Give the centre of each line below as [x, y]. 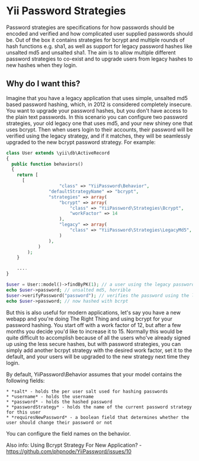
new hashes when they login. [42, 65]
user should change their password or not [59, 422]
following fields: [25, 380]
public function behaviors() [47, 164]
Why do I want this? [43, 84]
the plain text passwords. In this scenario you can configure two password [97, 117]
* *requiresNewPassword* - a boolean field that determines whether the [98, 417]
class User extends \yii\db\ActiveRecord [58, 153]
